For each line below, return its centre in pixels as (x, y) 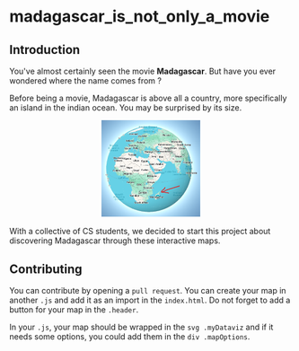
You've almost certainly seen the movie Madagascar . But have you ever (143, 71)
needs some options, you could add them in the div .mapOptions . (130, 336)
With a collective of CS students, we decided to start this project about (140, 232)
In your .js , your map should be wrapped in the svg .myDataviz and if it (141, 327)
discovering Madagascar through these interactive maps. (115, 241)
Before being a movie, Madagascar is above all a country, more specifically (148, 98)
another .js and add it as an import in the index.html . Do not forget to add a (150, 300)
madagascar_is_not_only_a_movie (140, 17)
